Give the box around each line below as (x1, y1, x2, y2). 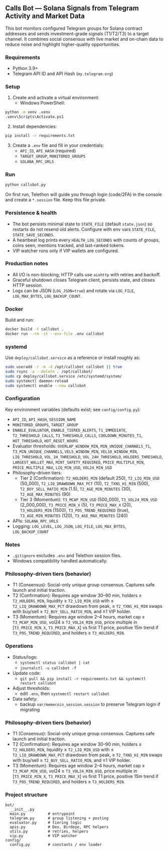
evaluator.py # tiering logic (10, 820, 82, 825)
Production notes (5, 260, 49, 267)
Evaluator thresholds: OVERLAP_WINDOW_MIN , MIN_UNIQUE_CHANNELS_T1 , (12, 443, 151, 449)
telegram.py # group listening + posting (10, 816, 109, 821)
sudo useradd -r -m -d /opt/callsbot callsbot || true (5, 364, 122, 369)
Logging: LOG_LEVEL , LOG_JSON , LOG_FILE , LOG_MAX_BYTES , (12, 523, 126, 529)
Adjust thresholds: (12, 685, 51, 691)
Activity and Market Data (5, 12, 85, 21)
